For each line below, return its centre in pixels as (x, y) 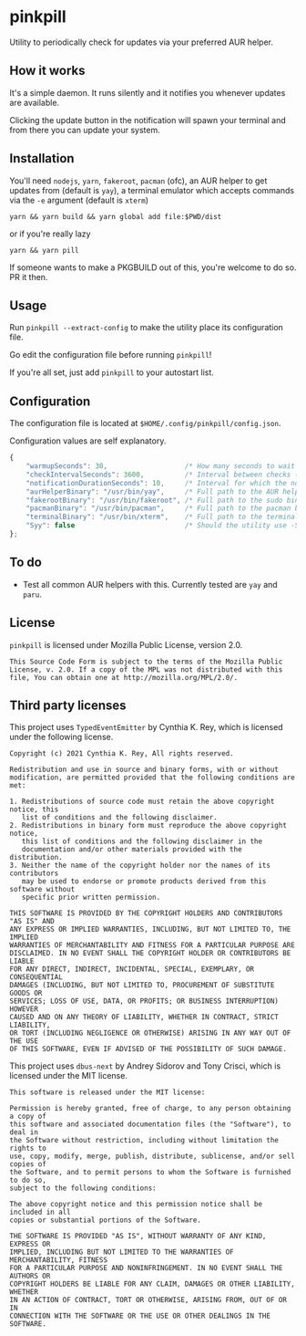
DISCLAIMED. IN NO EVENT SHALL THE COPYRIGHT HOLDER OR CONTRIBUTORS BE (150, 954)
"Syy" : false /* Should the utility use (156, 526)
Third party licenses (68, 705)
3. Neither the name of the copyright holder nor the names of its (140, 866)
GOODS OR (26, 993)
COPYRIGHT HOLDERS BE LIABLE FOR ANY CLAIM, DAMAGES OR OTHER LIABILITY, (153, 1284)
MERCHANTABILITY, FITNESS (58, 1260)
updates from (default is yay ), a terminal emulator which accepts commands (152, 190)
